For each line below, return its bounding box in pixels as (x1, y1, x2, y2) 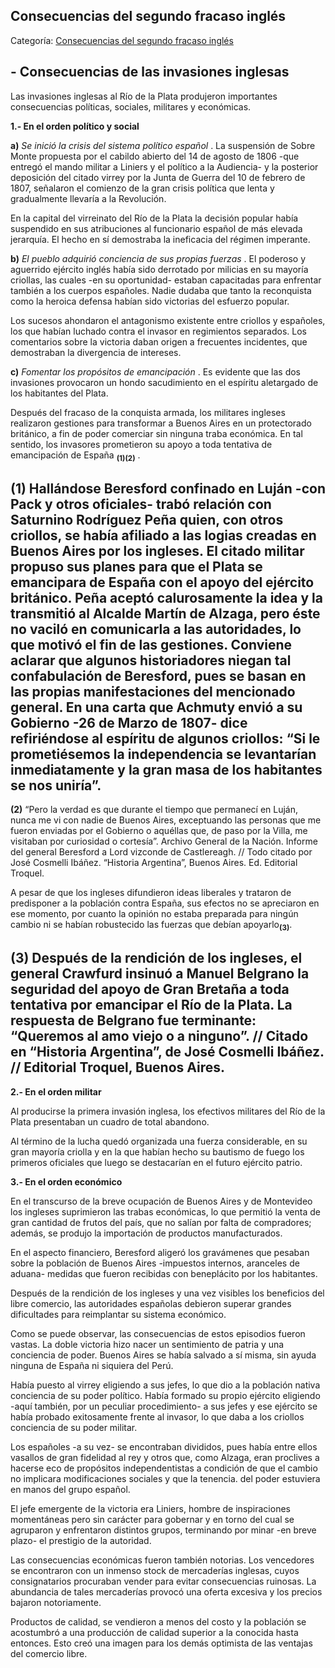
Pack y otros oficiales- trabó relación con (10, 495, 272, 513)
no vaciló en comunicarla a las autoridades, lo (10, 620, 302, 638)
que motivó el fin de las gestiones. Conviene (10, 636, 293, 653)
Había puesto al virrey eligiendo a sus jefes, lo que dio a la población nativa (10, 1379, 321, 1391)
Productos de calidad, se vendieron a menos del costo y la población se (10, 1615, 307, 1628)
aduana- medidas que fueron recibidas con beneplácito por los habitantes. (10, 1267, 318, 1279)
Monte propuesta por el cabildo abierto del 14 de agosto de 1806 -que (10, 150, 300, 162)
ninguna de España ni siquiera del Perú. (10, 1359, 174, 1371)
